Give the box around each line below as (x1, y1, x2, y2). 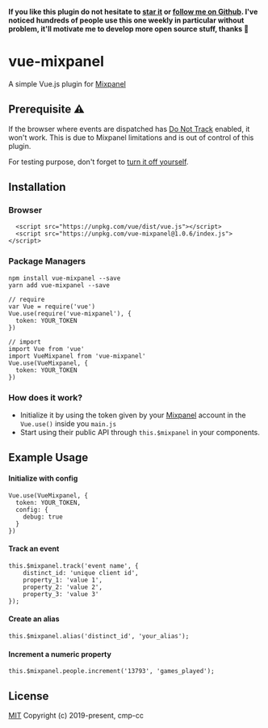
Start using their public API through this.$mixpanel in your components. (19, 428, 261, 438)
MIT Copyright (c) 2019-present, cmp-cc (8, 711, 144, 721)
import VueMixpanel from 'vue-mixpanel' (8, 352, 147, 360)
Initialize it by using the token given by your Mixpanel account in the (19, 410, 246, 420)
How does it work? (8, 392, 83, 403)
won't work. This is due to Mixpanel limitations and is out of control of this (8, 133, 254, 142)
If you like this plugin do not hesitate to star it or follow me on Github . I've (8, 7, 258, 16)
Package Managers (8, 256, 86, 267)
